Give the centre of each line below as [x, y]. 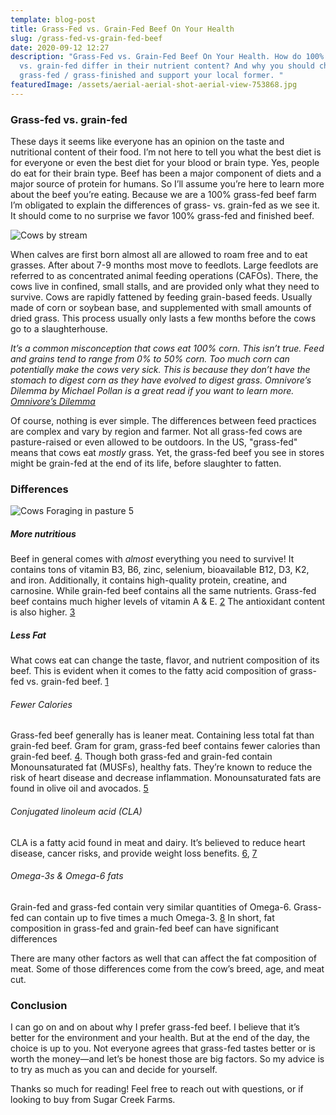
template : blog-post [53, 19]
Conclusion [39, 1005]
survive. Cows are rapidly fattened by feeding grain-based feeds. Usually [161, 297]
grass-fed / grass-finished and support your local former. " [151, 76]
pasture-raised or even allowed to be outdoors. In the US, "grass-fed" [154, 442]
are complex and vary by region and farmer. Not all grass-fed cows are [156, 432]
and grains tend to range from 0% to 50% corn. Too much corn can [150, 359]
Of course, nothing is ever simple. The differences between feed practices [163, 421]
